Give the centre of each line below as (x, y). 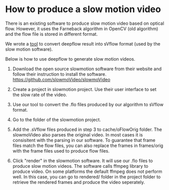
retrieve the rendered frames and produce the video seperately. (79, 182)
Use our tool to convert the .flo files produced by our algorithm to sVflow (88, 104)
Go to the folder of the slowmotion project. (57, 119)
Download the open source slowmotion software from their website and (87, 69)
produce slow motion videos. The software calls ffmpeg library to (80, 166)
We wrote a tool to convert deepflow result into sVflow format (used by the (83, 43)
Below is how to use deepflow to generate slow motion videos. (70, 59)
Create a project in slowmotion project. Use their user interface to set (84, 89)
